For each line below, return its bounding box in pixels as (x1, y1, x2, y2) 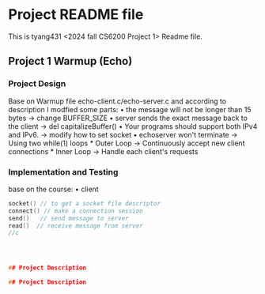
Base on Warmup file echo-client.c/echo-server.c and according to (8, 96, 227, 106)
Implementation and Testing (8, 166, 119, 177)
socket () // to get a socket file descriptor (8, 199, 161, 207)
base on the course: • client (8, 184, 99, 194)
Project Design (8, 78, 66, 89)
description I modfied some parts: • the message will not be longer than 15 (8, 104, 252, 114)
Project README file (8, 6, 144, 24)
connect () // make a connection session (8, 207, 144, 215)
